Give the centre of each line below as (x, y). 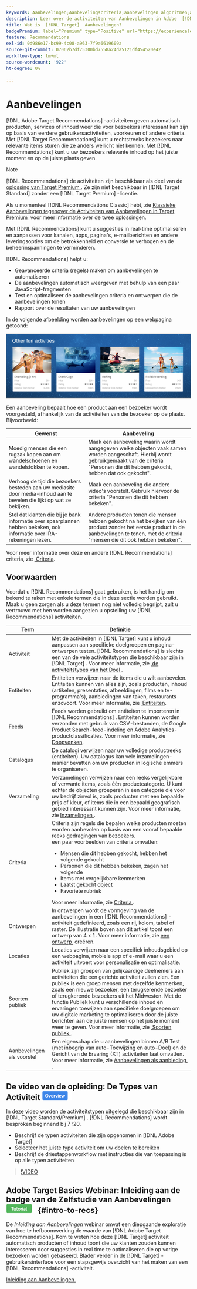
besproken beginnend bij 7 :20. (44, 1124)
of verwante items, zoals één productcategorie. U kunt (117, 784)
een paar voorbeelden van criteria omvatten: (106, 841)
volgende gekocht (82, 859)
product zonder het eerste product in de (136, 527)
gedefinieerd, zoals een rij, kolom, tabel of (124, 923)
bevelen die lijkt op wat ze (40, 500)
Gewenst (46, 433)
